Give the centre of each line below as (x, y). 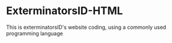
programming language (35, 33)
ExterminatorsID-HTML (64, 11)
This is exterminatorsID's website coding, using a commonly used (86, 27)
